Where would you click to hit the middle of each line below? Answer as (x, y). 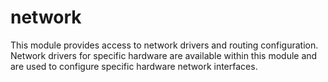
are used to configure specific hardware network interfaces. (134, 66)
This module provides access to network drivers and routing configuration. (164, 45)
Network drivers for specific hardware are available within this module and (164, 55)
